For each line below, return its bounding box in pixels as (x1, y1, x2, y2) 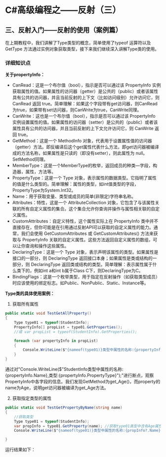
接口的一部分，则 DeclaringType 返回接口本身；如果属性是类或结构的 (12, 255, 153, 261)
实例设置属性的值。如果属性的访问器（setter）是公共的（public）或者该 (12, 119, 158, 125)
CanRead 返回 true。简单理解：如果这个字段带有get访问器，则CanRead (12, 101, 158, 107)
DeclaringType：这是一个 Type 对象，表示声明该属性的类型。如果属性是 (12, 249, 159, 255)
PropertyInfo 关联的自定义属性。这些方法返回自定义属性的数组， (22, 237, 153, 243)
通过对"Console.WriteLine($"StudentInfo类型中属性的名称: (5, 366, 124, 372)
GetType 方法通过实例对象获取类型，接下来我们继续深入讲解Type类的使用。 (5, 46, 160, 52)
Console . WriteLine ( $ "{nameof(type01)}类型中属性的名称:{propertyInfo (23, 347, 163, 353)
